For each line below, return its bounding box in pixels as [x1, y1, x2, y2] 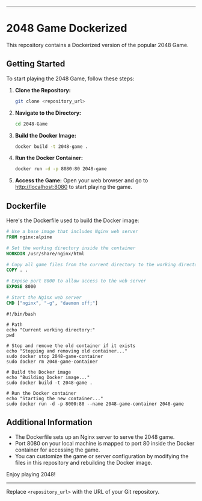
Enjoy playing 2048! [6, 470, 56, 477]
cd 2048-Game [14, 121, 48, 127]
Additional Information [6, 417, 93, 427]
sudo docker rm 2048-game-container [6, 359, 98, 365]
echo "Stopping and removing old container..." [6, 348, 128, 354]
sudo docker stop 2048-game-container [6, 353, 103, 359]
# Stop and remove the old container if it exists [6, 342, 136, 349]
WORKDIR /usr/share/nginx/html [6, 250, 85, 257]
